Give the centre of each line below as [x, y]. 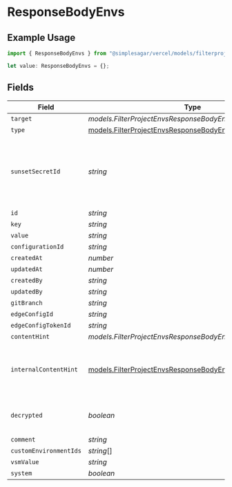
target [21, 119]
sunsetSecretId [36, 171]
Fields [21, 88]
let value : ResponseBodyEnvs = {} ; [58, 66]
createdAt [27, 258]
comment [23, 439]
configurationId [37, 247]
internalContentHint [44, 369]
